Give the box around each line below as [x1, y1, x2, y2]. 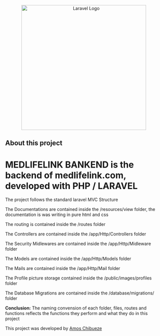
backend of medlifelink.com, [5, 169, 126, 181]
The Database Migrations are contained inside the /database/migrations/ [5, 290, 155, 296]
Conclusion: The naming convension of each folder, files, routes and [5, 305, 147, 311]
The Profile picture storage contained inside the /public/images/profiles [5, 275, 152, 281]
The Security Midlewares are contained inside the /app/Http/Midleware [5, 240, 151, 247]
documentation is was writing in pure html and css [5, 211, 109, 217]
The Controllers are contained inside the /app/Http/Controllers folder [5, 231, 146, 237]
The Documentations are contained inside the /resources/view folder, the [5, 206, 156, 212]
